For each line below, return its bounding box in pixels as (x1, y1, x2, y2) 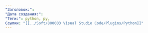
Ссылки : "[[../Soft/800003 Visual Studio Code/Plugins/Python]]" (5, 20, 144, 26)
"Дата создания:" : (5, 12, 43, 16)
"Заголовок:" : (5, 7, 35, 12)
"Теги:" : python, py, (5, 16, 50, 21)
